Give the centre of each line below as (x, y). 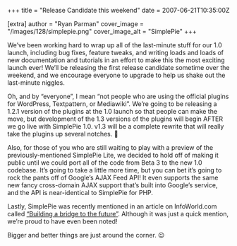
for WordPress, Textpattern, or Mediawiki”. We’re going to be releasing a (112, 104)
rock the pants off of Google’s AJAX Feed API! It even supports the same (113, 177)
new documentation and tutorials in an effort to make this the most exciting (116, 60)
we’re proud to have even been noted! (62, 221)
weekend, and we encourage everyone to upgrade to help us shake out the (116, 75)
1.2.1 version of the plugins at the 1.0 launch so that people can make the (112, 111)
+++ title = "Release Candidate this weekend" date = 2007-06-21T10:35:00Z (119, 10)
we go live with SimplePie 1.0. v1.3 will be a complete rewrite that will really (116, 126)
